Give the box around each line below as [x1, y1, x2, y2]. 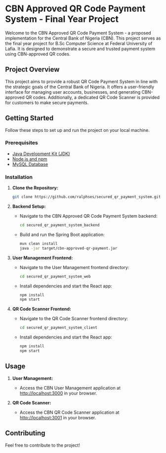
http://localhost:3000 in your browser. [19, 390, 97, 396]
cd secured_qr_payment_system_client [19, 325, 98, 330]
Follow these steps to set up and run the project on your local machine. [5, 127, 150, 133]
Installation [5, 173, 33, 180]
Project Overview [5, 65, 60, 74]
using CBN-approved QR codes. [5, 51, 71, 57]
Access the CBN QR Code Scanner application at [19, 409, 120, 415]
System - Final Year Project [5, 13, 119, 25]
